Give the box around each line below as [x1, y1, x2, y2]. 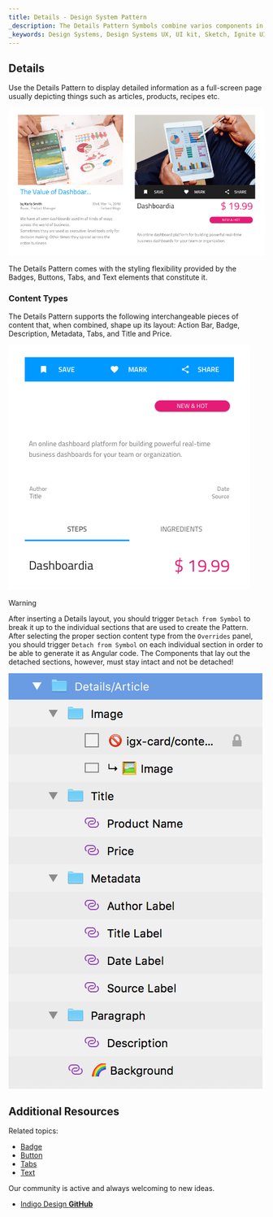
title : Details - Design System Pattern [8, 13, 148, 21]
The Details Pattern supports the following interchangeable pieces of [8, 311, 239, 321]
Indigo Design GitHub [19, 1199, 93, 1209]
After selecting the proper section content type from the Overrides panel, [8, 631, 253, 641]
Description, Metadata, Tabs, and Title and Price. [8, 328, 172, 338]
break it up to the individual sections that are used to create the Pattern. [8, 622, 249, 632]
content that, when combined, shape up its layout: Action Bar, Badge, [8, 319, 240, 329]
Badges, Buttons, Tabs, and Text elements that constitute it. [8, 272, 208, 282]
